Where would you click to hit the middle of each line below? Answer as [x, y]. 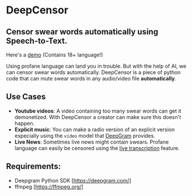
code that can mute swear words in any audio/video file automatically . [91, 78]
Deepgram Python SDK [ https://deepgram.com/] [73, 180]
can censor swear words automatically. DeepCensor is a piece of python [93, 72]
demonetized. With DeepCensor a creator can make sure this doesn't [98, 117]
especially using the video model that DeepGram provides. [85, 135]
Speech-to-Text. [37, 41]
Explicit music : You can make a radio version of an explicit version [95, 129]
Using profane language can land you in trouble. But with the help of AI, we [96, 66]
